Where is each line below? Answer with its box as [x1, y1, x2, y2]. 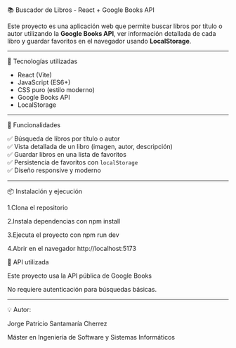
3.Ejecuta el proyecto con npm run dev [7, 231, 119, 239]
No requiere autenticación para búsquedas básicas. [7, 285, 157, 293]
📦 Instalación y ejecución [7, 187, 83, 195]
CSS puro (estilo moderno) [17, 86, 95, 94]
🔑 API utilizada [7, 258, 49, 266]
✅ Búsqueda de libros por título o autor [7, 134, 121, 143]
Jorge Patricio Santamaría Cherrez [7, 319, 107, 328]
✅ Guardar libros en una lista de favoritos [7, 150, 126, 158]
